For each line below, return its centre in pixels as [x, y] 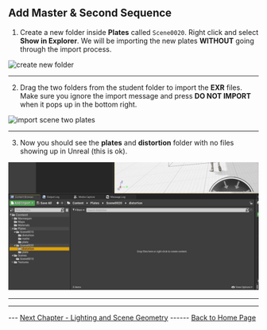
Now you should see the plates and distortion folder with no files [127, 142]
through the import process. [66, 49]
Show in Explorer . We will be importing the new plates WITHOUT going [137, 41]
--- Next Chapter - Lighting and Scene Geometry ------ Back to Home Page [132, 317]
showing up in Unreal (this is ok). [74, 151]
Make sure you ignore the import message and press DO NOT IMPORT [135, 95]
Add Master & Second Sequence [90, 13]
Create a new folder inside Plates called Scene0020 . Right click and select [139, 32]
